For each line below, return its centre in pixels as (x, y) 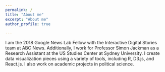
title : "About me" (24, 15)
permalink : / (19, 10)
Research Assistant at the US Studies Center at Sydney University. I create (82, 53)
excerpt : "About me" (27, 19)
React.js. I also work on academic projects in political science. (70, 64)
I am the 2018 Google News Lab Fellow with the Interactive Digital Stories (81, 43)
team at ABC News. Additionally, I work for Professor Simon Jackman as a (82, 48)
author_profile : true (28, 24)
